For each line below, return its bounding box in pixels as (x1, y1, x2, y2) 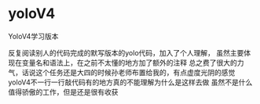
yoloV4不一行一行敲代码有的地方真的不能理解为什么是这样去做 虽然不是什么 (8, 77, 253, 87)
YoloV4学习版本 (8, 31, 59, 41)
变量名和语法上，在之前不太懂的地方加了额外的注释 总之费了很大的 (21, 58, 237, 67)
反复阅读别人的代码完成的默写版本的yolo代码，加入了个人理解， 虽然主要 (8, 48, 244, 57)
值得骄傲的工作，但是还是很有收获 (8, 87, 119, 96)
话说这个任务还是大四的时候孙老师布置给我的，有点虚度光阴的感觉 (21, 67, 236, 77)
